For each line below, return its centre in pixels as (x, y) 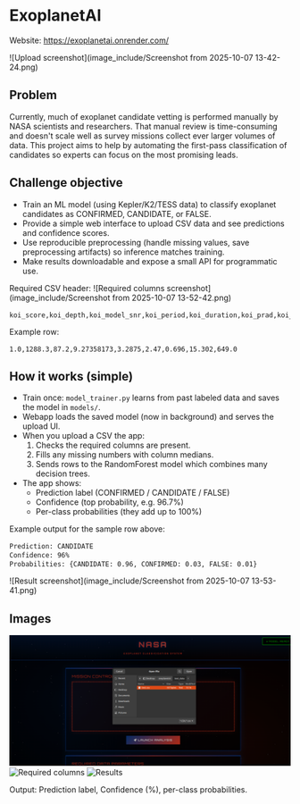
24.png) (24, 67)
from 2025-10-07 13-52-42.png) (172, 297)
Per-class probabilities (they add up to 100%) (119, 512)
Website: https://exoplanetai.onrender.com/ (89, 40)
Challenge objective (66, 183)
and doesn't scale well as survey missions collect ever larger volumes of (142, 136)
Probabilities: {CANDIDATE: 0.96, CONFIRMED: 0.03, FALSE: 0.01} (133, 565)
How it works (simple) (71, 376)
